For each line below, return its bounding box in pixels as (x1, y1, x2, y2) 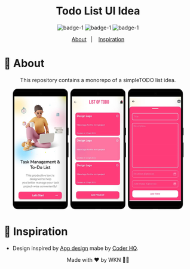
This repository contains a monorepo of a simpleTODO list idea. (20, 76, 176, 83)
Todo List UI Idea (56, 4, 140, 18)
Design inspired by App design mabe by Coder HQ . (12, 244, 139, 252)
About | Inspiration (71, 35, 125, 43)
